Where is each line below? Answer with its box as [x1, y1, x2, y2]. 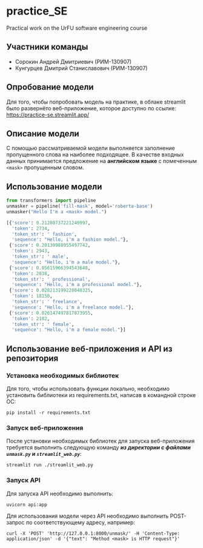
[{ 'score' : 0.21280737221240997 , [6, 219, 91, 226]
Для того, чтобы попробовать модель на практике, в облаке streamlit [6, 98, 186, 105]
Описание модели [6, 129, 80, 139]
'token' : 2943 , [12, 248, 50, 254]
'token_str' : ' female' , [12, 321, 75, 327]
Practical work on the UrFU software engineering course [6, 24, 147, 32]
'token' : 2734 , [12, 226, 50, 232]
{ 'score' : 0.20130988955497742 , [8, 242, 91, 249]
